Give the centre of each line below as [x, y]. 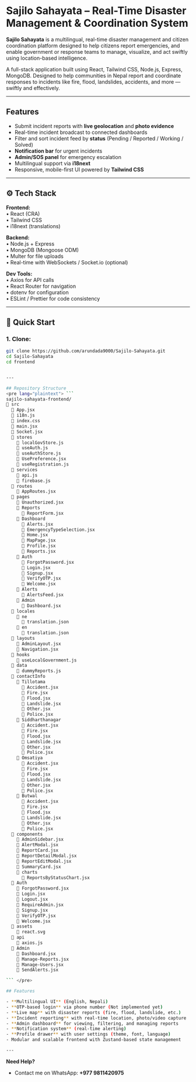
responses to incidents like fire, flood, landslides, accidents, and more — [93, 82]
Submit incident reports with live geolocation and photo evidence [94, 126]
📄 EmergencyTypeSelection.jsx [58, 530]
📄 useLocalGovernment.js [47, 660]
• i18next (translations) [33, 226]
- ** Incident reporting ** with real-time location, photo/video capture [96, 1018]
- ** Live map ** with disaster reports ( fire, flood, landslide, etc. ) [94, 1012]
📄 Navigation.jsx [38, 649]
